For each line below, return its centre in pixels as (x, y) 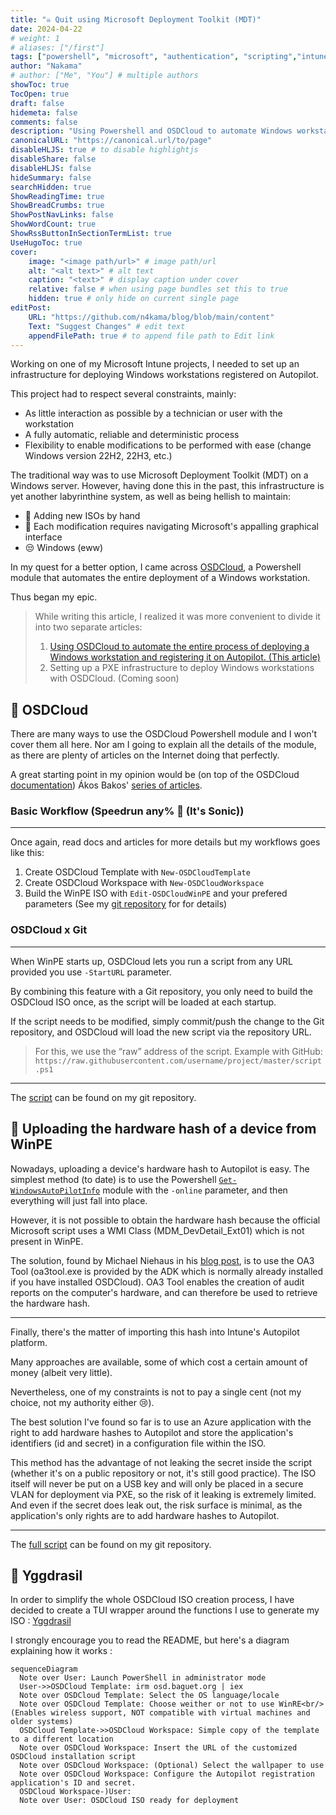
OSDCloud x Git (49, 930)
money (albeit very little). (61, 1372)
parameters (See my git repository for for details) (126, 904)
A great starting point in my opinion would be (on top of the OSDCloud (155, 775)
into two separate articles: (88, 627)
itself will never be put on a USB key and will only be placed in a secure (157, 1483)
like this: (27, 853)
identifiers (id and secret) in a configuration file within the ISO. (138, 1443)
